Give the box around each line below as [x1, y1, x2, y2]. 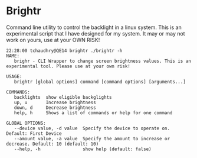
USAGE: [6, 73, 22, 79]
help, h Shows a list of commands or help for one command [14, 109, 173, 116]
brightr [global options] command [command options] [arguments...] [14, 79, 186, 85]
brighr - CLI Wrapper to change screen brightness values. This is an [14, 58, 192, 64]
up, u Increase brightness [14, 99, 96, 105]
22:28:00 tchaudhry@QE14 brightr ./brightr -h [6, 47, 123, 54]
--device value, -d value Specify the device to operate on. [14, 125, 170, 131]
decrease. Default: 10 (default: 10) [6, 141, 99, 147]
